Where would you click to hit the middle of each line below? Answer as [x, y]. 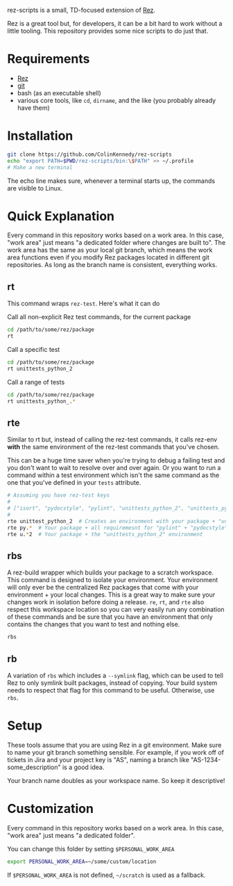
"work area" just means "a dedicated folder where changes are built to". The [116, 243]
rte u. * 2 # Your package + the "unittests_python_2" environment [105, 534]
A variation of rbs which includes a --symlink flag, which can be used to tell [115, 675]
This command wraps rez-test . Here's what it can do [84, 304]
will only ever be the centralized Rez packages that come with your [103, 588]
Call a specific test [34, 349]
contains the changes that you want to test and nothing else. [94, 625]
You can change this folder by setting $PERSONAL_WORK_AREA [91, 848]
